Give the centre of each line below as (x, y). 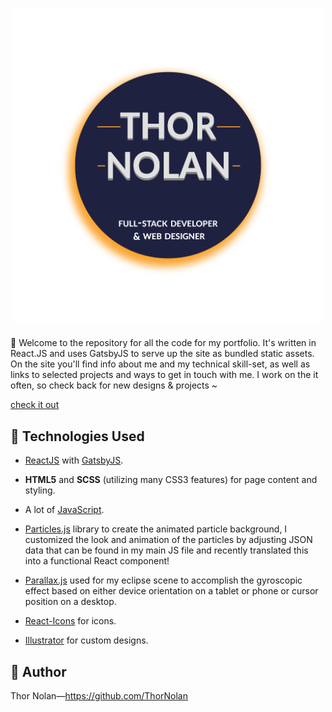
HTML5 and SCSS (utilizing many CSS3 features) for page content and (171, 480)
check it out (35, 405)
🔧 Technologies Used (77, 436)
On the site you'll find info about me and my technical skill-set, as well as (160, 364)
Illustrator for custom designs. (86, 640)
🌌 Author (38, 671)
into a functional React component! (97, 561)
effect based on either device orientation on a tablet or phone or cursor (171, 591)
